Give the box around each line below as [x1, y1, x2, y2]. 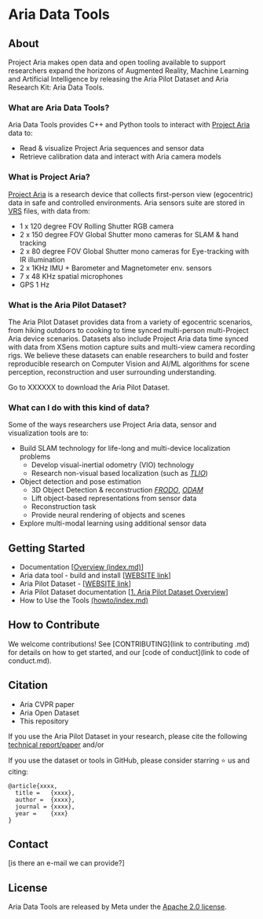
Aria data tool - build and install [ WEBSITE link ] [19, 571, 171, 580]
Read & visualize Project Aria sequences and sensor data [19, 144, 204, 153]
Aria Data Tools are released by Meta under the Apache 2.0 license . [8, 902, 228, 912]
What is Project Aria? [8, 171, 90, 182]
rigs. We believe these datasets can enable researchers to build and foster [8, 350, 249, 360]
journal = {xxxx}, [15, 803, 76, 811]
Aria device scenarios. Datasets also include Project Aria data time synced [8, 334, 249, 343]
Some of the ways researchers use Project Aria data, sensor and [8, 420, 217, 430]
